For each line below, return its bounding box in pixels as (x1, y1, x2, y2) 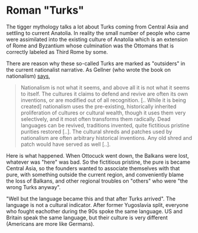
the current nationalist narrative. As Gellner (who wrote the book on (6, 66, 171, 73)
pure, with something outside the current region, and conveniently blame (6, 171, 184, 178)
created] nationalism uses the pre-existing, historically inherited (20, 103, 177, 110)
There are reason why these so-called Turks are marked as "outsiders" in (6, 60, 186, 67)
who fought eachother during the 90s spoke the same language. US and (6, 208, 183, 215)
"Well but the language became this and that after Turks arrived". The (6, 195, 176, 202)
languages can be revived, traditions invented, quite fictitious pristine (20, 122, 190, 129)
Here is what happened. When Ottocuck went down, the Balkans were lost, (6, 152, 189, 159)
